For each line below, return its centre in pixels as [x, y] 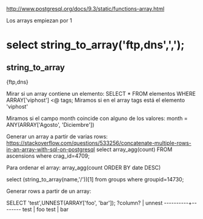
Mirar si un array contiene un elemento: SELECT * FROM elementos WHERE [101, 94]
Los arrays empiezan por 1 [39, 20]
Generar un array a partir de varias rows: [57, 136]
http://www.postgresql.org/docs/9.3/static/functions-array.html [85, 9]
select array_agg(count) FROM [134, 149]
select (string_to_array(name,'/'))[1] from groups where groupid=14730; [95, 179]
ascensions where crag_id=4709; [48, 156]
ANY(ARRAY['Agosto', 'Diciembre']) [50, 125]
